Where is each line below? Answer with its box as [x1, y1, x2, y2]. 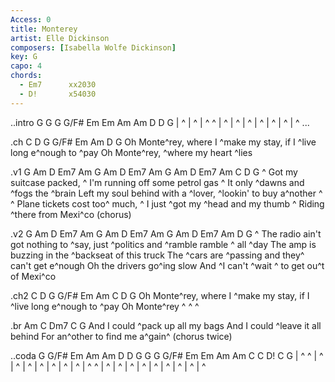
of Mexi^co [10, 270, 57, 282]
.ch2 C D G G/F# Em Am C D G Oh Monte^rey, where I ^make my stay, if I [10, 289, 310, 301]
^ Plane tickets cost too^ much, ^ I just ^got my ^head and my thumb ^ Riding [10, 197, 325, 210]
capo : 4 [10, 61, 43, 71]
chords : [10, 71, 43, 81]
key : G [10, 52, 38, 62]
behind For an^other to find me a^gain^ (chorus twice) [10, 330, 233, 342]
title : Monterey [10, 24, 78, 34]
